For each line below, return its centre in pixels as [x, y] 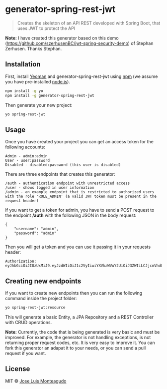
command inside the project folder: [41, 298]
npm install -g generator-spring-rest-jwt [50, 95]
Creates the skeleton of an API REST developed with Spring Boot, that [89, 23]
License [18, 369]
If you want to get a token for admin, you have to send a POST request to [80, 210]
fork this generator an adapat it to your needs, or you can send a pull [76, 348]
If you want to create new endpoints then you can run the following [74, 293]
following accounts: [25, 147]
